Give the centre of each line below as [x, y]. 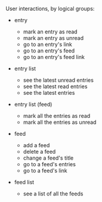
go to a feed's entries [49, 164]
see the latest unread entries [58, 80]
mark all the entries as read [57, 116]
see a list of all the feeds [53, 194]
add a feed [36, 145]
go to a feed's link [45, 170]
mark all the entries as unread [60, 122]
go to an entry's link [47, 44]
